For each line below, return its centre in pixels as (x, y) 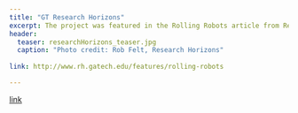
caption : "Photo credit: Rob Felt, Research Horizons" (121, 50)
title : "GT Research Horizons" (67, 17)
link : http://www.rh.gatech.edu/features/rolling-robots (117, 67)
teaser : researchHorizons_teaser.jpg (87, 42)
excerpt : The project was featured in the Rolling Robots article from (144, 26)
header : (24, 34)
